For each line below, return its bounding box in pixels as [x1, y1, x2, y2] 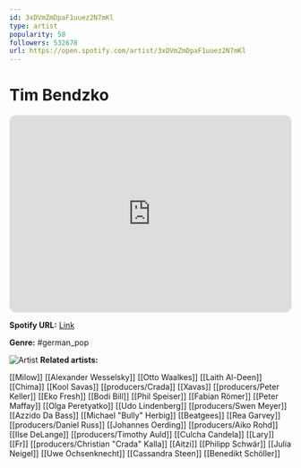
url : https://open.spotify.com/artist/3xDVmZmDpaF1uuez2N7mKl [9, 47, 246, 56]
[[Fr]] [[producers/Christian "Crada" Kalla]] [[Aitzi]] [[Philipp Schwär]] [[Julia [9, 438, 291, 449]
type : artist [9, 22, 58, 30]
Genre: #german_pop [9, 337, 90, 348]
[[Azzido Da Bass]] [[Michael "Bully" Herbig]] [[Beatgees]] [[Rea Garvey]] [9, 410, 281, 421]
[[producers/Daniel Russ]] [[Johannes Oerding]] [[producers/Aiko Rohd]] [9, 420, 279, 430]
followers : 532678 [9, 38, 78, 48]
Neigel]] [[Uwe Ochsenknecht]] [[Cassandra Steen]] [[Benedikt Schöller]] [9, 448, 280, 459]
